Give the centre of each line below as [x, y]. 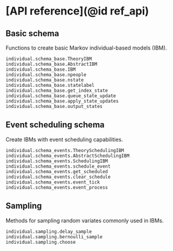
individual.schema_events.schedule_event [58, 166]
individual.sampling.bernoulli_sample [54, 237]
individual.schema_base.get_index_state [57, 91]
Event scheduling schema [55, 125]
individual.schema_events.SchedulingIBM [57, 161]
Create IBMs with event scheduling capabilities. [65, 139]
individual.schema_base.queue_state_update [61, 96]
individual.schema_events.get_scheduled [57, 171]
